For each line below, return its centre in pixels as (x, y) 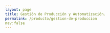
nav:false (15, 23)
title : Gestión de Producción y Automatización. (55, 14)
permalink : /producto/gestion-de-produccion (51, 18)
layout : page (18, 9)
